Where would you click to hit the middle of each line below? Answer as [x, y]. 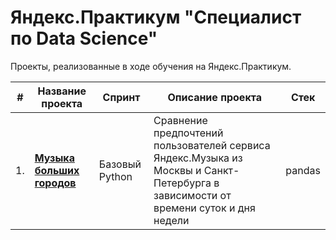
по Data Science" [84, 38]
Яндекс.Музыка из [198, 158]
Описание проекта [214, 97]
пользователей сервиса [212, 145]
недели [171, 220]
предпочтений [188, 133]
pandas [303, 170]
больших [57, 170]
